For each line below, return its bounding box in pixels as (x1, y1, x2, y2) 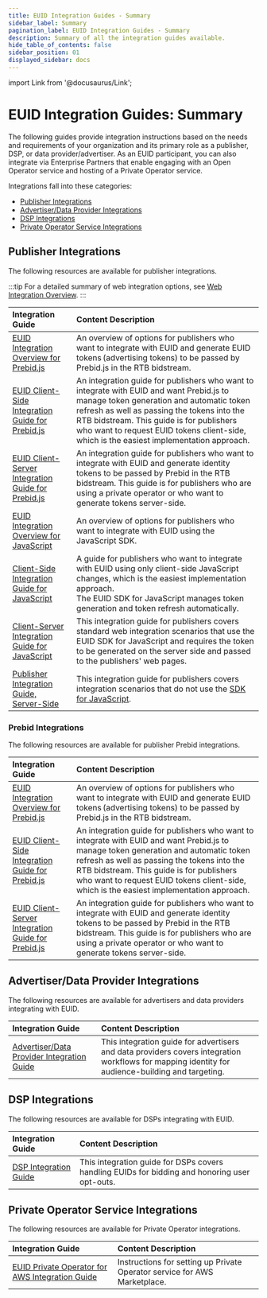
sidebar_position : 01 (8, 49, 80, 56)
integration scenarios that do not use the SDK (76, 683, 246, 694)
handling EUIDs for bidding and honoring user (79, 1166, 250, 1177)
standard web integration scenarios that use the (76, 625, 255, 636)
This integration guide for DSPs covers (79, 1156, 224, 1168)
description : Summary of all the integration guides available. (8, 33, 226, 42)
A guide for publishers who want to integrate (76, 553, 242, 564)
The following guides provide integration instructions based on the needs (8, 132, 248, 142)
